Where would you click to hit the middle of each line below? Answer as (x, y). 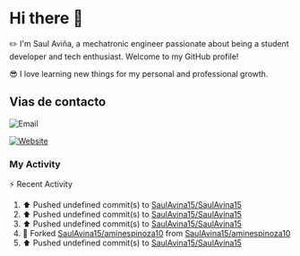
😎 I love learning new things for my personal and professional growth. (139, 73)
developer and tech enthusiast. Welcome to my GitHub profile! (124, 56)
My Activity (35, 164)
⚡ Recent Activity (41, 184)
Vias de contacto (58, 102)
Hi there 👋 (46, 18)
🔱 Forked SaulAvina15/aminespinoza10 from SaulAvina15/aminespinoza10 (156, 234)
